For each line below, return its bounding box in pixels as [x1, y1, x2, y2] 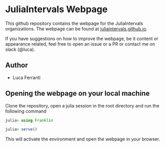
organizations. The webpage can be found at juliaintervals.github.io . [5, 25, 148, 31]
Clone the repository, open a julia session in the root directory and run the [5, 102, 160, 108]
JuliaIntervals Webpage [5, 4, 108, 15]
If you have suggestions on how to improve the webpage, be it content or [5, 35, 158, 42]
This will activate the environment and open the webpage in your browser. [5, 136, 160, 142]
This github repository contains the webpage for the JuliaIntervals [5, 20, 143, 26]
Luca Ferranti [12, 75, 41, 81]
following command [5, 108, 47, 114]
